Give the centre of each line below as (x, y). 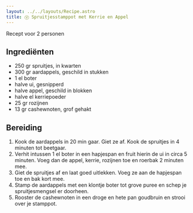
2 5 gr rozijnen (31, 103)
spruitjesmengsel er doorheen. (51, 191)
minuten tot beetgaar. (40, 148)
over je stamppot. (36, 204)
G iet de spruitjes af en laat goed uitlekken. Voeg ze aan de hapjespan (98, 173)
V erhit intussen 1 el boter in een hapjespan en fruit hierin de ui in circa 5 (101, 154)
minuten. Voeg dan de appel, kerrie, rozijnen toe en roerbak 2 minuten (99, 160)
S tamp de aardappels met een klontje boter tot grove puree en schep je (101, 185)
